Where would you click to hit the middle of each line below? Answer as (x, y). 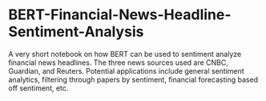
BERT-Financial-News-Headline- (120, 15)
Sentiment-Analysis (76, 32)
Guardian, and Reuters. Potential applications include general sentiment (126, 71)
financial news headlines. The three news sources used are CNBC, (118, 63)
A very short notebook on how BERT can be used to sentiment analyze (125, 54)
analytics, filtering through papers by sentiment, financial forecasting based (133, 79)
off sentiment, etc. (38, 88)
